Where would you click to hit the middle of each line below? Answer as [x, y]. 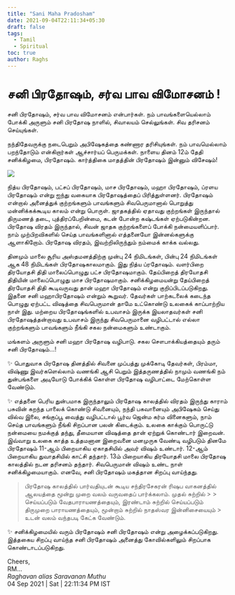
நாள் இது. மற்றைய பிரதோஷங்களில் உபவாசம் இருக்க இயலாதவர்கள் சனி [105, 311]
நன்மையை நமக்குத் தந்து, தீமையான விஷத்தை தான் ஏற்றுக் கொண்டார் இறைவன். [116, 432]
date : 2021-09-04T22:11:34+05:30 [56, 20]
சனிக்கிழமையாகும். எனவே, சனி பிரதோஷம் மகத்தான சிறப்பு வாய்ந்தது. [103, 472]
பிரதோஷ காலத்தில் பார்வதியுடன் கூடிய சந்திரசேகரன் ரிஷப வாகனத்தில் [120, 486]
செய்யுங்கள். [23, 130]
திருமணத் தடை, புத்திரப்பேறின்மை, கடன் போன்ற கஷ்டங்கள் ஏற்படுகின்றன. [109, 218]
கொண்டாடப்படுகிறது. [36, 547]
